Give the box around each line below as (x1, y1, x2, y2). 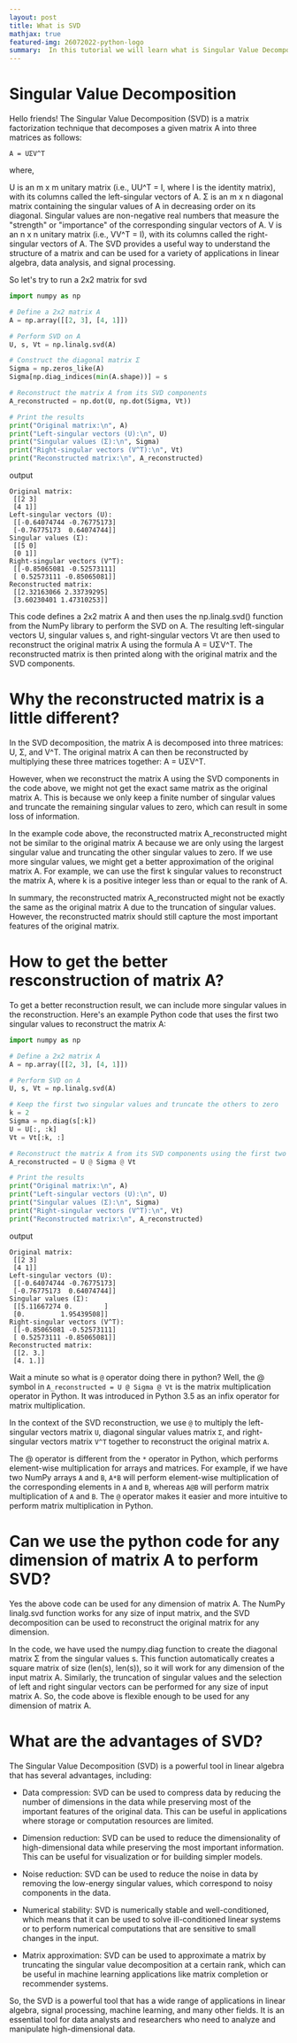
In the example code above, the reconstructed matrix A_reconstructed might (9, 828, 287, 838)
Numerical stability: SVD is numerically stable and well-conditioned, (21, 1904, 270, 1915)
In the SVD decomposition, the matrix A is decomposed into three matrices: (9, 737, 284, 748)
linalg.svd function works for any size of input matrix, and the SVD (9, 1607, 250, 1618)
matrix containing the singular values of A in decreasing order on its (9, 201, 256, 212)
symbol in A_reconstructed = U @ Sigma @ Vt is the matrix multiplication (9, 1381, 271, 1392)
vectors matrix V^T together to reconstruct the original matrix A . (40, 1436, 270, 1447)
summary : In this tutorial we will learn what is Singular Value (9, 46, 259, 55)
